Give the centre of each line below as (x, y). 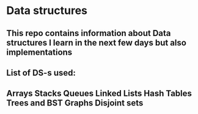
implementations (39, 52)
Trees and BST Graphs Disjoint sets (75, 103)
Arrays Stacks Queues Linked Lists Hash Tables (99, 94)
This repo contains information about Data (89, 33)
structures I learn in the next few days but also (96, 42)
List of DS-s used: (41, 73)
